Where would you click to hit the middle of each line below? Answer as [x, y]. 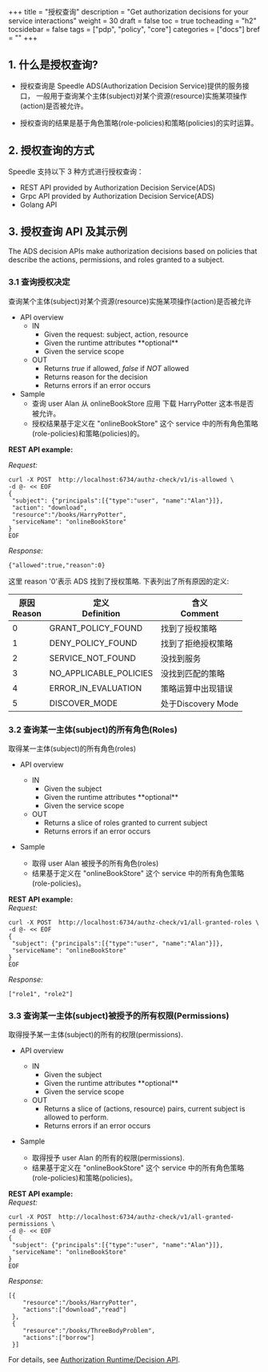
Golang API [38, 204]
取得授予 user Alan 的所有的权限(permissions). [108, 1158]
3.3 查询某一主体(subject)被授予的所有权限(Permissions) [119, 1015]
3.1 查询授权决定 [39, 282]
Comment [200, 613]
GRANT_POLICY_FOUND [96, 627]
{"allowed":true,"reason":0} [57, 565]
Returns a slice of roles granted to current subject [126, 823]
